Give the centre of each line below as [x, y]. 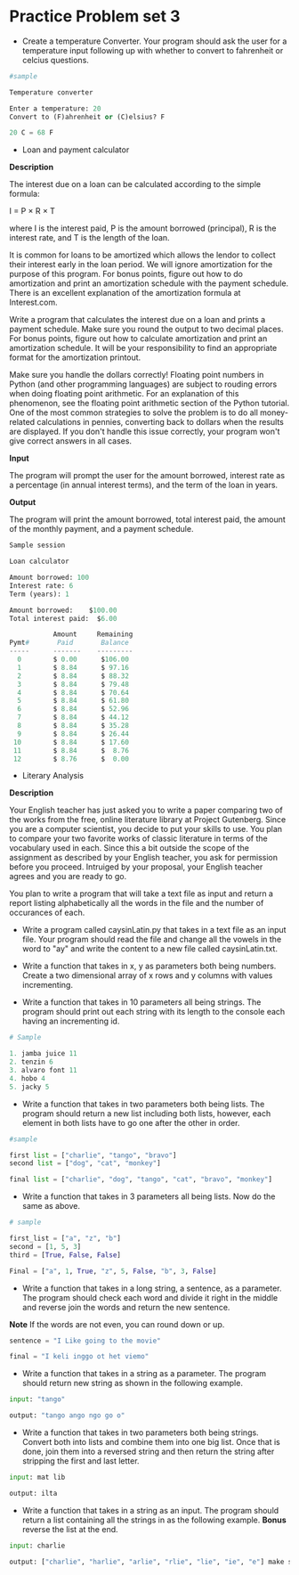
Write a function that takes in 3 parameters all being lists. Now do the [149, 1196]
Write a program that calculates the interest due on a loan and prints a [137, 320]
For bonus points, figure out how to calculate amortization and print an [138, 339]
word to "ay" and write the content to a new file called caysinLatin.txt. [150, 949]
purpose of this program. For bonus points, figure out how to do [126, 274]
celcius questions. [55, 60]
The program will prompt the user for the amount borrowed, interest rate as [147, 476]
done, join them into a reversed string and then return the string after [148, 1452]
